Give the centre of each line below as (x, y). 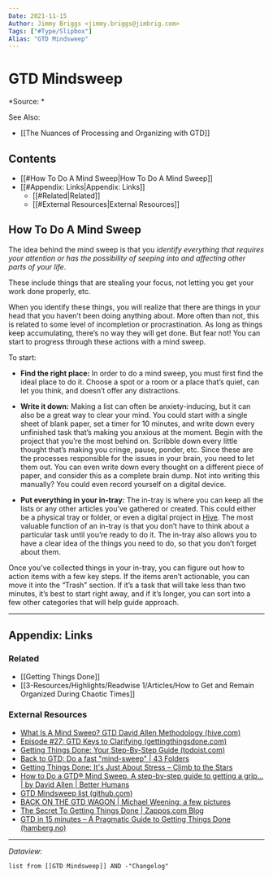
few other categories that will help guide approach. (94, 602)
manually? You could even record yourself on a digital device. (123, 484)
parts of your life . (37, 266)
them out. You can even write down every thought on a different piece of (142, 467)
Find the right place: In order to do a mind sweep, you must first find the (142, 373)
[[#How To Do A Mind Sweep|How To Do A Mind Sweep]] (116, 178)
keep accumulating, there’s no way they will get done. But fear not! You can (134, 333)
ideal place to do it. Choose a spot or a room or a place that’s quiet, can (140, 382)
